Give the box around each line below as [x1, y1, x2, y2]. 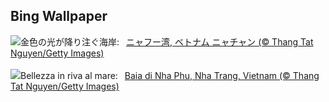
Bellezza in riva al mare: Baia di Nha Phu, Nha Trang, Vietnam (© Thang [20, 69, 320, 81]
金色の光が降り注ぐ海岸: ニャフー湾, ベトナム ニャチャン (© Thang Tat [20, 35, 314, 48]
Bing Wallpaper [10, 8, 108, 25]
